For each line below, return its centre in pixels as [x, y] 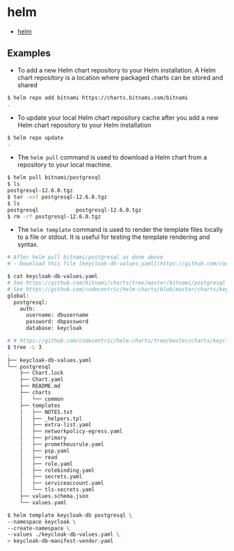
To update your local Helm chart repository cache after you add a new [118, 117]
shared [28, 85]
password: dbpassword [57, 322]
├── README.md [40, 386]
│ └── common [42, 399]
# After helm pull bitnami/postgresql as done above [85, 257]
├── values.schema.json [54, 496]
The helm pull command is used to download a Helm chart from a [112, 157]
